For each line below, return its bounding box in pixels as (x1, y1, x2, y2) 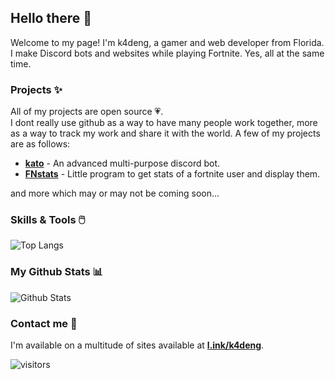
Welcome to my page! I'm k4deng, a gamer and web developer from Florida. (10, 36, 325, 48)
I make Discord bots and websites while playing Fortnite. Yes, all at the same (10, 47, 325, 59)
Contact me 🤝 (10, 316, 78, 330)
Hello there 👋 (10, 10, 93, 27)
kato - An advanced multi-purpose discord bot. (24, 157, 221, 170)
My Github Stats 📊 (10, 265, 104, 279)
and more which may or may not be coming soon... (10, 187, 220, 200)
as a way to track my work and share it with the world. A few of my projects (10, 127, 321, 140)
